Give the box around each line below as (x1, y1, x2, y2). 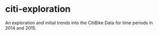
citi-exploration (5, 3, 71, 15)
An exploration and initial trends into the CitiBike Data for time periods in (5, 20, 153, 26)
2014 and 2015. (5, 25, 36, 31)
